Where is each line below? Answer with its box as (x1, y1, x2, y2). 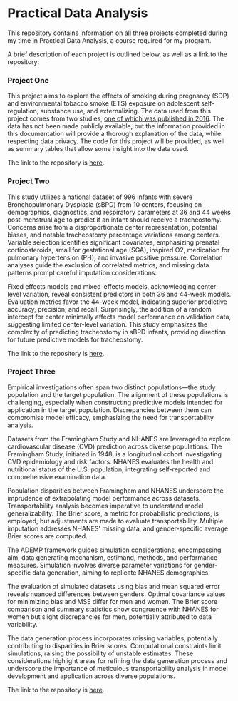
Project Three (7, 367, 56, 377)
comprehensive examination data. (7, 472, 107, 481)
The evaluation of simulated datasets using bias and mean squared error (7, 582, 220, 590)
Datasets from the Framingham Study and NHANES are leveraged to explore (7, 434, 232, 443)
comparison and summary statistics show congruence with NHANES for (7, 605, 219, 613)
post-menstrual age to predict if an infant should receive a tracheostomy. (7, 215, 222, 224)
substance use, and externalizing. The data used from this (40, 107, 212, 116)
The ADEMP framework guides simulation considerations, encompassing (7, 546, 222, 554)
